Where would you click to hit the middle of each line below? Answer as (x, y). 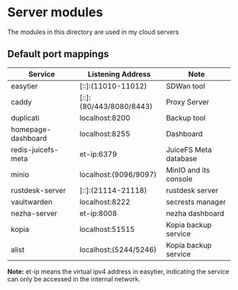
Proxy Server (188, 102)
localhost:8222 (105, 202)
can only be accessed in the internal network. (74, 279)
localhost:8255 (105, 134)
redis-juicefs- (35, 149)
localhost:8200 (105, 117)
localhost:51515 (107, 229)
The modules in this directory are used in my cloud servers (93, 32)
